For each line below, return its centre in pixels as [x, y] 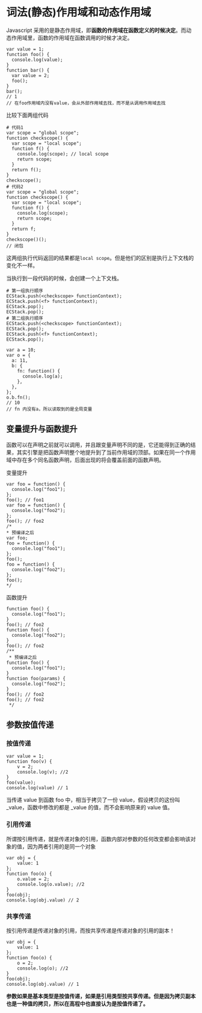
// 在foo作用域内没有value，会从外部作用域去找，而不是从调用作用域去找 [86, 103]
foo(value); [21, 783]
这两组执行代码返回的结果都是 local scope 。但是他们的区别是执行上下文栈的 [100, 257]
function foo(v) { [29, 762]
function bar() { [28, 70]
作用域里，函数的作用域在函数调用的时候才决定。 [72, 37]
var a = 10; [21, 350]
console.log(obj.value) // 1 [43, 984]
